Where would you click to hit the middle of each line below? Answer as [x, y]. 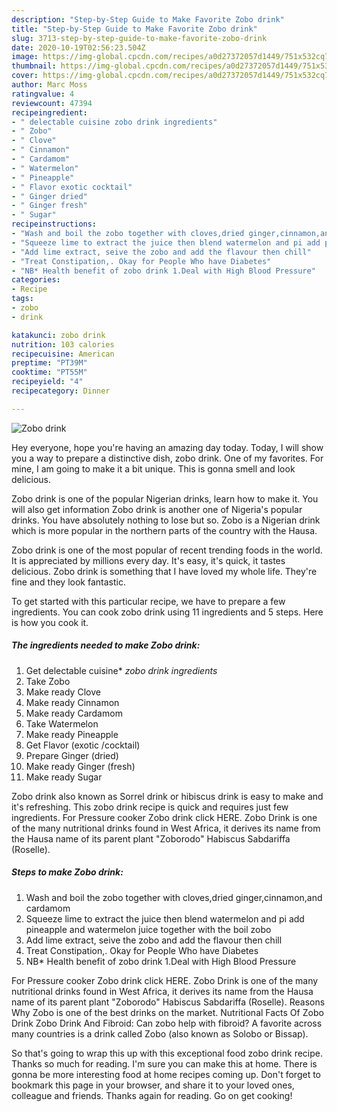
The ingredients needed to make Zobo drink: [106, 645]
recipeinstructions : [54, 224]
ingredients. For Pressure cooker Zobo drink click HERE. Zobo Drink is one [164, 817]
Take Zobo [48, 681]
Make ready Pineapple [72, 734]
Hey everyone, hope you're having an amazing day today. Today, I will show [167, 447]
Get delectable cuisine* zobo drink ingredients [121, 670]
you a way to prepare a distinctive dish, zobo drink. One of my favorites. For [167, 458]
